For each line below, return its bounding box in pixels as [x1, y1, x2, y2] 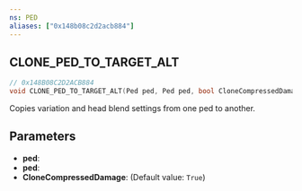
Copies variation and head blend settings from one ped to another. [9, 103, 256, 114]
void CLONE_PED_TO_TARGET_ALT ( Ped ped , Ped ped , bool [9, 87, 216, 96]
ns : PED [9, 13, 39, 22]
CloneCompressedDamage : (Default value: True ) [22, 171, 206, 182]
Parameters [9, 129, 76, 144]
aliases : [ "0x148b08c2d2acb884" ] [9, 22, 135, 30]
